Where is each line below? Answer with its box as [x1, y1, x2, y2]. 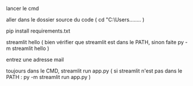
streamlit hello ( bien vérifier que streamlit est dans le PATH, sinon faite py [6, 39, 184, 45]
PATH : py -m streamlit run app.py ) [6, 74, 91, 80]
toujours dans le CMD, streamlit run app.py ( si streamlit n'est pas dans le [6, 67, 182, 74]
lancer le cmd [6, 5, 39, 12]
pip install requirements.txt [6, 27, 71, 34]
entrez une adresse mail [6, 56, 64, 63]
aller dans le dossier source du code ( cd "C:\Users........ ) [6, 16, 145, 23]
